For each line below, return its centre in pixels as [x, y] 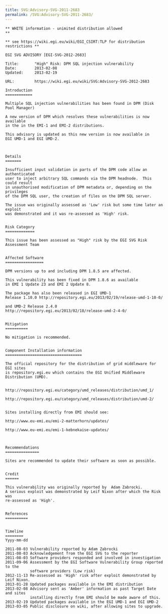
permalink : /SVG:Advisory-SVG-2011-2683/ [49, 15]
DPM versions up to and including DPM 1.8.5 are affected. [68, 271]
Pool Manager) [20, 108]
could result [19, 183]
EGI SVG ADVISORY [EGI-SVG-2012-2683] [46, 55]
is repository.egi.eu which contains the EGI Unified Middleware [75, 373]
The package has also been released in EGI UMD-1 [58, 293]
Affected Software [24, 258]
